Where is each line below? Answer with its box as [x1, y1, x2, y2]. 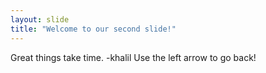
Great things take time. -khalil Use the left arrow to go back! [10, 51, 257, 63]
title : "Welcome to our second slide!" [10, 24, 177, 34]
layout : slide [10, 14, 70, 25]
